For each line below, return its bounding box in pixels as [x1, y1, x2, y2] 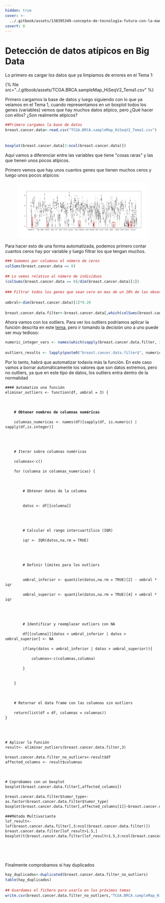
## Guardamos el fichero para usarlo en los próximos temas [5, 888, 131, 893]
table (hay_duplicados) [5, 877, 52, 882]
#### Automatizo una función [5, 385, 65, 390]
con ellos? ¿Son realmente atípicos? [5, 112, 78, 118]
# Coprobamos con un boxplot [5, 779, 65, 784]
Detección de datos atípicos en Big [5, 45, 150, 57]
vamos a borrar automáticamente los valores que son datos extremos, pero [5, 365, 157, 370]
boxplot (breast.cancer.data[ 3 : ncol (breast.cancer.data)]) [5, 143, 126, 148]
